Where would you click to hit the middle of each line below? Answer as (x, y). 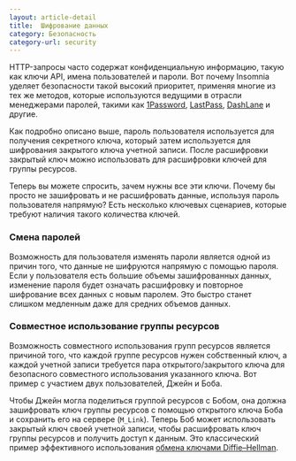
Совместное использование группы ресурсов (114, 327)
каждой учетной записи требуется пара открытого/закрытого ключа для (147, 365)
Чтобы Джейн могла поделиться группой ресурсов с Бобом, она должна (148, 400)
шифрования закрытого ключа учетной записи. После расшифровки (139, 150)
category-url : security (53, 42)
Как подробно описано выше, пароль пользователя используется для (142, 131)
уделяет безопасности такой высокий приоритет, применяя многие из (143, 86)
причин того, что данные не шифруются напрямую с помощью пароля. (144, 265)
